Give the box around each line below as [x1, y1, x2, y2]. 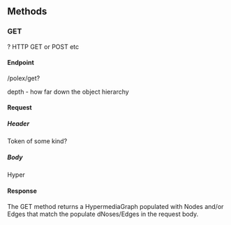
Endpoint [7, 59, 35, 67]
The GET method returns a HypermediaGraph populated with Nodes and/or [7, 202, 224, 210]
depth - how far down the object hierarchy [7, 87, 129, 96]
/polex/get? [7, 73, 40, 82]
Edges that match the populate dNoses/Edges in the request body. [7, 210, 199, 218]
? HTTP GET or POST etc [7, 42, 80, 51]
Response [7, 187, 37, 195]
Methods [7, 6, 47, 17]
